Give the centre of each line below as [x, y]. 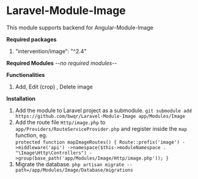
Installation [21, 98]
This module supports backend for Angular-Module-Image [80, 27]
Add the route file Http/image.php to [60, 122]
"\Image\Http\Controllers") [51, 153]
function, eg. [31, 135]
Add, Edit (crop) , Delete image [54, 87]
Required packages [31, 39]
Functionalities [26, 75]
